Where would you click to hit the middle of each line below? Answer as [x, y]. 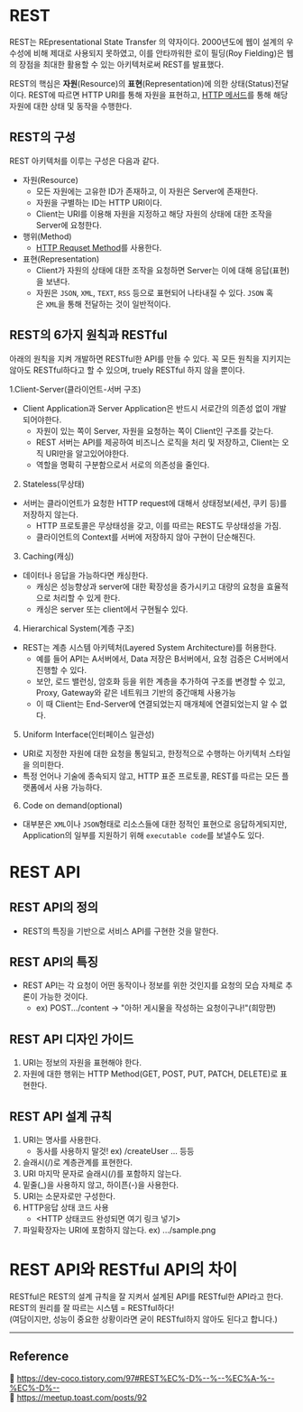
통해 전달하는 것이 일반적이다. [119, 304]
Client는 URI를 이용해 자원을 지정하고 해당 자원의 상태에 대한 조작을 [154, 214]
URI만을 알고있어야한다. [87, 453]
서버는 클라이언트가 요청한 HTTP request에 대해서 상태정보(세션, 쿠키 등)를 [155, 503]
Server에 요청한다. [69, 225]
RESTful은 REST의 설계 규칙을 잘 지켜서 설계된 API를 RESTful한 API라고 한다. [147, 1297]
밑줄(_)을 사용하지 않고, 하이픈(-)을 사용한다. [100, 1185]
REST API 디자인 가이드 [72, 1039]
